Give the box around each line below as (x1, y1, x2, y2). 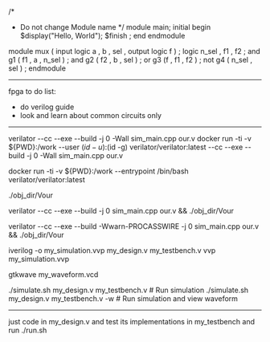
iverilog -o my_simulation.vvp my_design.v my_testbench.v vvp (8, 246, 216, 255)
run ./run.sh (8, 325, 47, 335)
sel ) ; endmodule (8, 63, 67, 73)
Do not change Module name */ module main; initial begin (19, 22, 211, 31)
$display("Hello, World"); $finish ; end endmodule (19, 31, 186, 40)
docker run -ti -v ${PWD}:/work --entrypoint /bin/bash (8, 166, 189, 176)
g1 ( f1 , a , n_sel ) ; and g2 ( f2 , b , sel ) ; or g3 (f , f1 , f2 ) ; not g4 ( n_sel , (8, 55, 253, 64)
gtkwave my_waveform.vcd (8, 270, 99, 279)
